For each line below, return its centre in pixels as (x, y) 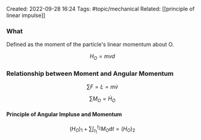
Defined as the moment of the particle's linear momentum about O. (90, 45)
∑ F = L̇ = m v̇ (102, 87)
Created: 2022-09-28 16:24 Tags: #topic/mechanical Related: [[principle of (100, 9)
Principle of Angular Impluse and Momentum (64, 114)
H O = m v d (102, 57)
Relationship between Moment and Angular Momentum (90, 74)
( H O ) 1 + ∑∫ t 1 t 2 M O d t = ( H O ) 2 (102, 130)
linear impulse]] (26, 15)
